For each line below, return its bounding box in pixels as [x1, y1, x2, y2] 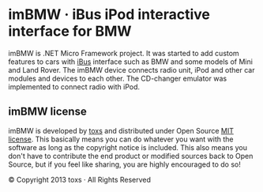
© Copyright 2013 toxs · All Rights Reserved [8, 175, 152, 184]
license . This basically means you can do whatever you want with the [8, 134, 234, 144]
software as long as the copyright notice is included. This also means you [8, 142, 247, 152]
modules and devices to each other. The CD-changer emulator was [8, 73, 227, 83]
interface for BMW [8, 22, 132, 40]
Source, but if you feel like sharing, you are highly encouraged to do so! [8, 160, 241, 169]
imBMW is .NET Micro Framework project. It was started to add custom [8, 48, 239, 58]
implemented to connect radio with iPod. [8, 81, 141, 92]
